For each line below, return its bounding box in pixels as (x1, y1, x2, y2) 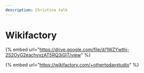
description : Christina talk (5, 7, 68, 13)
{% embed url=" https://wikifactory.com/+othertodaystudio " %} (5, 62, 139, 68)
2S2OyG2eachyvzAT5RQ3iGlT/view (5, 52, 81, 58)
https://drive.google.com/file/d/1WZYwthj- (39, 46, 130, 53)
